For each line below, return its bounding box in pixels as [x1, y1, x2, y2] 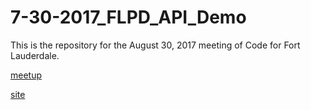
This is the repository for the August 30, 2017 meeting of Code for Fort [10, 39, 301, 51]
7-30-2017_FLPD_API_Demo [10, 6, 247, 29]
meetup [10, 69, 43, 81]
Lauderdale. [10, 49, 60, 61]
